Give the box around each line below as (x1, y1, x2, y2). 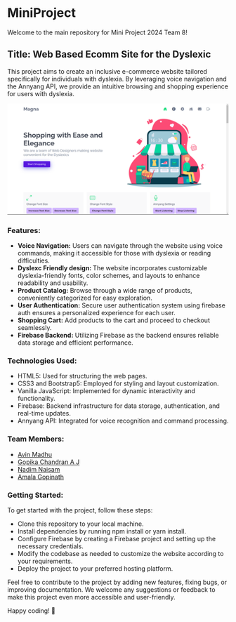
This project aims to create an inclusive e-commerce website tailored (7, 67, 207, 75)
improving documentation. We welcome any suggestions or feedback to (7, 585, 216, 594)
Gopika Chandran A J (17, 458, 80, 466)
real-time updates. (17, 409, 72, 418)
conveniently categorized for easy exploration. (17, 293, 152, 303)
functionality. (17, 395, 55, 403)
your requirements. (17, 557, 73, 565)
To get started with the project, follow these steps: (7, 505, 153, 514)
